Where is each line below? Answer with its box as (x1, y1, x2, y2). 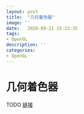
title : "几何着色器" (6, 14, 55, 20)
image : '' (6, 20, 31, 26)
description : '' (6, 42, 46, 48)
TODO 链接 (6, 101, 34, 108)
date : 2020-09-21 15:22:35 (6, 25, 78, 31)
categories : (6, 47, 35, 53)
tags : (6, 31, 20, 37)
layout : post (6, 8, 38, 15)
